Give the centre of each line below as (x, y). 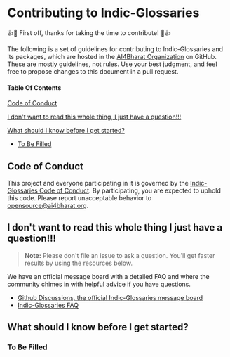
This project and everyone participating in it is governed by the (98, 183)
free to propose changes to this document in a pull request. (93, 71)
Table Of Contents (34, 87)
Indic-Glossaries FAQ (48, 305)
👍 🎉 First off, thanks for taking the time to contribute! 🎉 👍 (89, 32)
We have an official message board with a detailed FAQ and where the (108, 276)
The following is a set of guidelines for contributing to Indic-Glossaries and (115, 49)
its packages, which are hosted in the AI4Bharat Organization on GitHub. (112, 56)
